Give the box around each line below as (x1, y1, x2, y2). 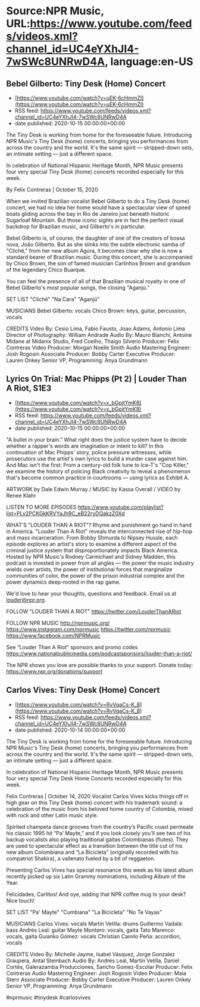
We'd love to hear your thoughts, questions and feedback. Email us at (6, 590, 177, 597)
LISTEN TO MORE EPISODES (6, 503, 77, 510)
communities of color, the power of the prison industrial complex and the (6, 572, 185, 579)
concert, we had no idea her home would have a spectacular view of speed (6, 204, 191, 211)
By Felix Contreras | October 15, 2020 (6, 186, 98, 193)
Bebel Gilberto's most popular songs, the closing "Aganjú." (6, 284, 150, 291)
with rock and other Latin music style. (6, 811, 98, 819)
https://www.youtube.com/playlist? (77, 503, 164, 510)
